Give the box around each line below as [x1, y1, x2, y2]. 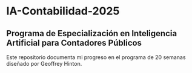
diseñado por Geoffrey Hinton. [6, 60, 82, 67]
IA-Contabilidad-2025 [6, 4, 120, 18]
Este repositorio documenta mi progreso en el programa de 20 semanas [6, 54, 186, 61]
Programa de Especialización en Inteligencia [6, 28, 177, 39]
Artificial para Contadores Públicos [6, 37, 142, 48]
